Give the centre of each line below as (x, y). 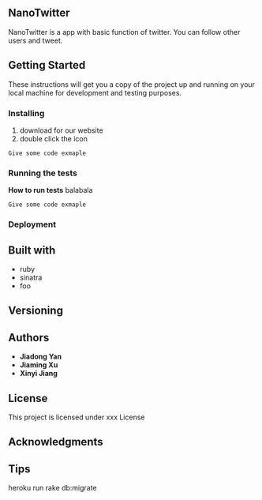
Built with (32, 250)
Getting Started (47, 65)
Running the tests (43, 173)
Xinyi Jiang (38, 374)
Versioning (36, 311)
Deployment (32, 224)
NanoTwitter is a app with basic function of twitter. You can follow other (124, 32)
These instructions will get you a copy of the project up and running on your (131, 84)
